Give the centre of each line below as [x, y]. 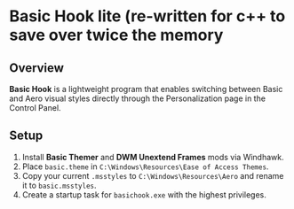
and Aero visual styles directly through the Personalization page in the [138, 98]
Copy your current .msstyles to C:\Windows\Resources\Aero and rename [153, 175]
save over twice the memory [116, 35]
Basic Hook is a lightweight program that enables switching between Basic [146, 89]
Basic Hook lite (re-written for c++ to [147, 16]
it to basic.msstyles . [59, 185]
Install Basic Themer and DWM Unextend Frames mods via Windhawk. [153, 157]
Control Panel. [35, 108]
